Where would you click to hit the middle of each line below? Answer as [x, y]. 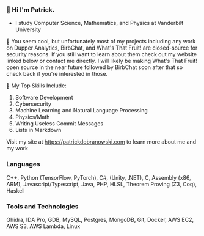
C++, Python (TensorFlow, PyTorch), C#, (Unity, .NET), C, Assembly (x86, [99, 177]
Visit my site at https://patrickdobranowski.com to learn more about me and [101, 142]
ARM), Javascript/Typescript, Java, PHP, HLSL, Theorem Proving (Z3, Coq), [102, 184]
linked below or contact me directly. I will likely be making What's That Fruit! [102, 61]
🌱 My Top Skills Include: [37, 86]
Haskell [16, 190]
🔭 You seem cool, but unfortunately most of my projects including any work [101, 42]
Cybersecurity [33, 104]
